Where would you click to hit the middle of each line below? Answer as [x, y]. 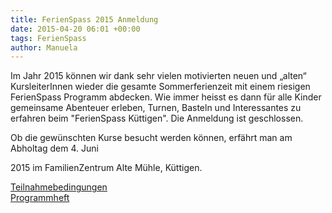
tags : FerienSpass [48, 38]
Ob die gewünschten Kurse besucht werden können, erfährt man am [151, 138]
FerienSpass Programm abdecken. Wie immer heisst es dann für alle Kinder [166, 97]
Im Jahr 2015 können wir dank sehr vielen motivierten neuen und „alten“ [158, 76]
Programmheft [40, 198]
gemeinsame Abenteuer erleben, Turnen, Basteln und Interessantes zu [156, 108]
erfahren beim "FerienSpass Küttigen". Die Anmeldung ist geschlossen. [157, 118]
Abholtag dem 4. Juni [54, 148]
